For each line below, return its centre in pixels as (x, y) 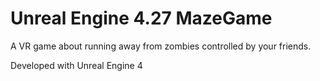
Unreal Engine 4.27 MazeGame (141, 18)
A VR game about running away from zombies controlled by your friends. (161, 46)
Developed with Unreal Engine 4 (76, 65)
